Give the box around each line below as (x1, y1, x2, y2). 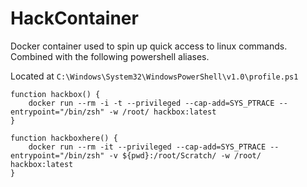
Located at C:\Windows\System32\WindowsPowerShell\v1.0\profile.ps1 (10, 70, 299, 82)
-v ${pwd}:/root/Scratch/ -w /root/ (108, 150, 262, 161)
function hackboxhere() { (10, 133, 118, 143)
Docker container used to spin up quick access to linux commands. (10, 40, 288, 52)
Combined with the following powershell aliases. (10, 50, 210, 62)
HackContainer (10, 7, 139, 30)
